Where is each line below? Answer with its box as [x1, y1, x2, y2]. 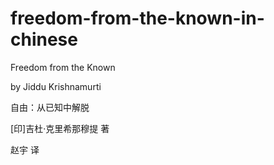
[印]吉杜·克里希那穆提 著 [10, 122, 110, 134]
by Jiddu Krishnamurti [10, 80, 102, 92]
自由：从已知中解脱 [10, 101, 90, 113]
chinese [10, 28, 78, 51]
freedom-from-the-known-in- [10, 7, 265, 30]
